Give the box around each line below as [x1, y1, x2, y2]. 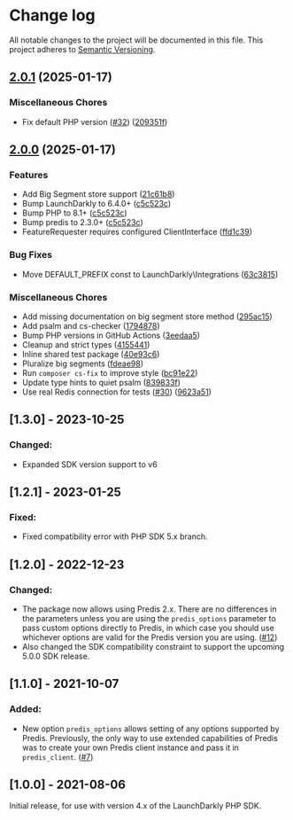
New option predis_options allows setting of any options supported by [21, 723, 280, 734]
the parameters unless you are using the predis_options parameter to [21, 613, 276, 623]
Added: [9, 703, 42, 715]
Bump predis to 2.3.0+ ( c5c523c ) [21, 217, 143, 228]
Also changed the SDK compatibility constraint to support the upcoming [21, 641, 285, 652]
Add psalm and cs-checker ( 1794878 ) [21, 320, 161, 331]
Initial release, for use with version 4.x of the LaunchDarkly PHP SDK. [9, 800, 262, 811]
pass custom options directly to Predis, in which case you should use [21, 622, 274, 633]
